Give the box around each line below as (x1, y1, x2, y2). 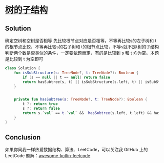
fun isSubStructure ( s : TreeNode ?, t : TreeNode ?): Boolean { (14, 70, 139, 75)
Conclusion (5, 133, 41, 142)
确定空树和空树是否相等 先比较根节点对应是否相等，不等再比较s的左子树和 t (5, 38, 157, 43)
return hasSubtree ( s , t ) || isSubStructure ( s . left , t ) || (22, 79, 143, 84)
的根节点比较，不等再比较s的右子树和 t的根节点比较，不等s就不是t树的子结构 (5, 44, 159, 49)
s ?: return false (22, 106, 60, 111)
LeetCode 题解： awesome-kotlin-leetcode (5, 153, 91, 159)
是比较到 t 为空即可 (5, 56, 43, 61)
